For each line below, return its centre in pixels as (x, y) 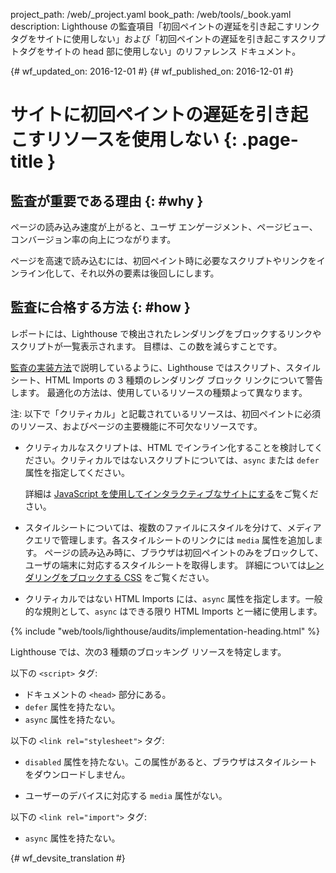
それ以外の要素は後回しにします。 (149, 273)
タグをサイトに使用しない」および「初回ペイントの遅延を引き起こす (150, 38)
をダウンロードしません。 (77, 774)
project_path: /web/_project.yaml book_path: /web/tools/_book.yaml (151, 14)
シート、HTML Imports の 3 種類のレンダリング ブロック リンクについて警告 (166, 380)
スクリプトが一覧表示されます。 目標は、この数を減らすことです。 (146, 346)
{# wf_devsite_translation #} (68, 858)
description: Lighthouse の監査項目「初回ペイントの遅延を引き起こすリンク (165, 26)
